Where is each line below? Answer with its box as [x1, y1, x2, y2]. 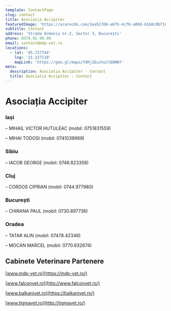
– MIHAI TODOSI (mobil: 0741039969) [5, 135, 85, 142]
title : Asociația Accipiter [5, 17, 65, 22]
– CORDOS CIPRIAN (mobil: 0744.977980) [5, 184, 94, 190]
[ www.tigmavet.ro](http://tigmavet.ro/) [5, 300, 85, 306]
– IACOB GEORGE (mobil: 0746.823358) [5, 159, 89, 165]
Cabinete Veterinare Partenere [5, 257, 104, 265]
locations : [5, 45, 28, 50]
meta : [5, 64, 17, 69]
